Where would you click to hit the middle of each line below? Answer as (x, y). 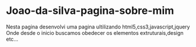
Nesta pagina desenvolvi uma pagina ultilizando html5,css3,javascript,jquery (98, 27)
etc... (12, 39)
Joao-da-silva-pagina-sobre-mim (90, 11)
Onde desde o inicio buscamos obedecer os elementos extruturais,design (95, 32)
